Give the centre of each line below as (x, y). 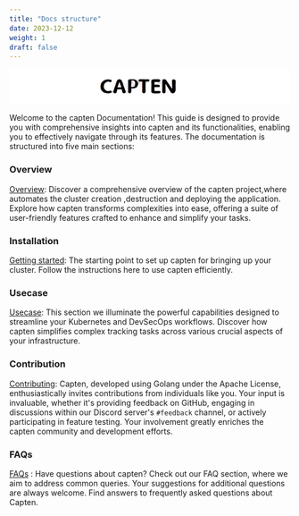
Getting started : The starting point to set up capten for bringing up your (141, 260)
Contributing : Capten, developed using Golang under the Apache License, (145, 384)
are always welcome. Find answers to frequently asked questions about (141, 493)
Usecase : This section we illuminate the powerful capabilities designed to (144, 312)
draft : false (33, 47)
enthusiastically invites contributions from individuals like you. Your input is (147, 393)
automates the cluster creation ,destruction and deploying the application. (145, 199)
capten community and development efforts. (91, 431)
